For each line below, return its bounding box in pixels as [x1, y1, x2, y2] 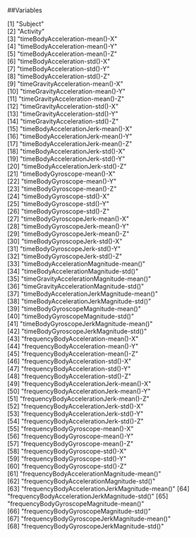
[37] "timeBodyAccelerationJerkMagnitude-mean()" [7, 289, 159, 298]
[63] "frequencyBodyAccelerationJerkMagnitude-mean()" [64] [7, 485, 190, 493]
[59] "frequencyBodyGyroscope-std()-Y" [7, 454, 127, 463]
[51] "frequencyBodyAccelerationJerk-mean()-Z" [7, 394, 150, 403]
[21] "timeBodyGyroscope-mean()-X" [7, 169, 116, 178]
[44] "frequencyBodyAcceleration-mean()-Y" [7, 342, 139, 350]
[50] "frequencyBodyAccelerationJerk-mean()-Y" [7, 387, 151, 395]
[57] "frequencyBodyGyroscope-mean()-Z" [7, 440, 134, 447]
